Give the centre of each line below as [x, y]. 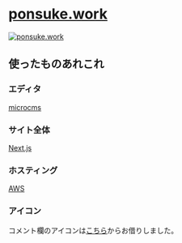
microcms [25, 107]
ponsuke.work [58, 14]
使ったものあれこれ [56, 64]
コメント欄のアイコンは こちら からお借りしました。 [93, 230]
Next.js [20, 147]
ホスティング [33, 170]
